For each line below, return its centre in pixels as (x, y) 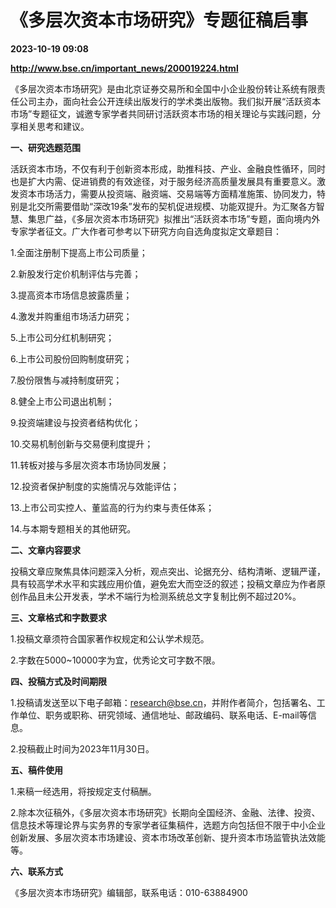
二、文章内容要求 (45, 550)
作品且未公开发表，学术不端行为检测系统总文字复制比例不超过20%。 (160, 596)
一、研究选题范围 (45, 147)
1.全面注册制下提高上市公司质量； (79, 252)
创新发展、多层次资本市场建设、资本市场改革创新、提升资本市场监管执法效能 (168, 837)
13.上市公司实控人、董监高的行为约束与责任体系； (112, 507)
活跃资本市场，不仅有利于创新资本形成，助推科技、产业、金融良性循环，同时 (168, 168)
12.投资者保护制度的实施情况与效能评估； (95, 486)
